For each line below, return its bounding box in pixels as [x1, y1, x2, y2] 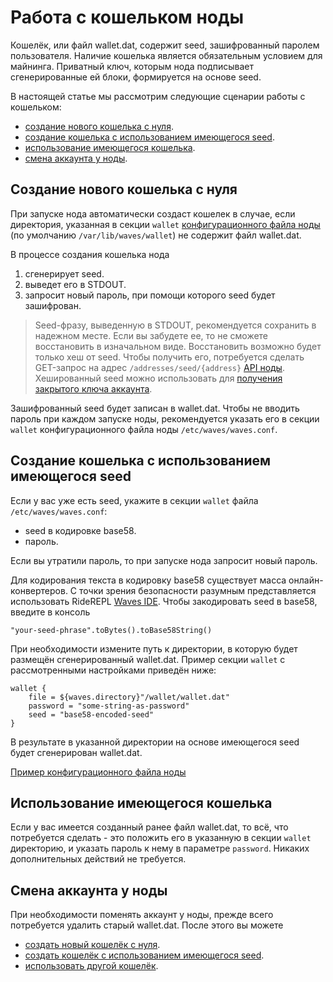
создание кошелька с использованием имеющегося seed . [24, 131, 275, 143]
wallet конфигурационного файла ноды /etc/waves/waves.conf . [10, 423, 278, 435]
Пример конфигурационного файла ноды [10, 766, 187, 778]
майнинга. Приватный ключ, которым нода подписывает [10, 60, 254, 72]
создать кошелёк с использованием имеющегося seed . [24, 949, 265, 961]
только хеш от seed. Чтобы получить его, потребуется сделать [34, 351, 305, 363]
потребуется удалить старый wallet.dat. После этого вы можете [10, 919, 284, 931]
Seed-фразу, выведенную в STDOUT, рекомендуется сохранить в [34, 319, 317, 331]
